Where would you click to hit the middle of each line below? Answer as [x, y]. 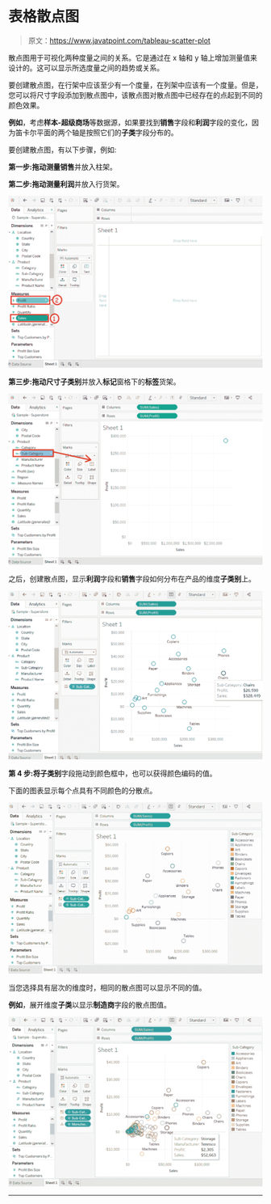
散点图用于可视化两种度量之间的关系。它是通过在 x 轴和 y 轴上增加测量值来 [133, 57]
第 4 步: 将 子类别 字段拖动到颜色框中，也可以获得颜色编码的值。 [113, 773]
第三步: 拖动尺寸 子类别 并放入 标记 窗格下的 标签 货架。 [94, 382]
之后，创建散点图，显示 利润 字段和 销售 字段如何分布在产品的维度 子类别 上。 [132, 578]
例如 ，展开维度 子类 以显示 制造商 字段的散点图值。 [90, 1004]
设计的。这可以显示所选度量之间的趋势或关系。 [86, 68]
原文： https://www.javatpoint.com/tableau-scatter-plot [119, 40]
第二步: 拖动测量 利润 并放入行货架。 [66, 184]
